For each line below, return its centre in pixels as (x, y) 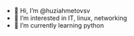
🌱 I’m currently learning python (59, 25)
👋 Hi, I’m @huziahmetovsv (52, 11)
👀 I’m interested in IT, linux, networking (71, 18)
